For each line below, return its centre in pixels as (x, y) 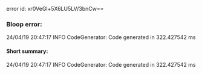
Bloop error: (24, 24)
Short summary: (27, 51)
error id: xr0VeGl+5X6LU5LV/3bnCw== (55, 9)
